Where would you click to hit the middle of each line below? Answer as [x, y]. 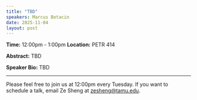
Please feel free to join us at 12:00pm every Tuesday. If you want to [87, 84]
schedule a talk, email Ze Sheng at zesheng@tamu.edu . [73, 91]
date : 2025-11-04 [27, 22]
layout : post [22, 28]
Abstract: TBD [24, 56]
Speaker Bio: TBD [28, 68]
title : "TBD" [22, 11]
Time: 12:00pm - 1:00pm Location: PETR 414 [61, 45]
